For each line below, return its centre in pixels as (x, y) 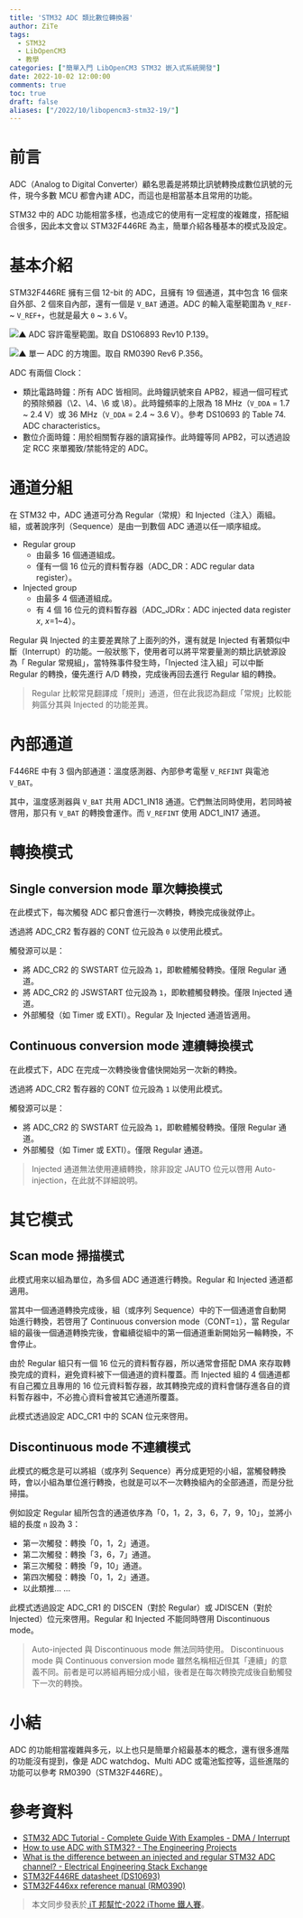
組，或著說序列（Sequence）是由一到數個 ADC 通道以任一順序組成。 (138, 526)
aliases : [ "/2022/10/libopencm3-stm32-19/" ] (94, 110)
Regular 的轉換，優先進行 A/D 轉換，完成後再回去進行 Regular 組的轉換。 (145, 675)
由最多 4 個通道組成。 (76, 599)
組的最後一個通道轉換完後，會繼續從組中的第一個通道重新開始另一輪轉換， (147, 1332)
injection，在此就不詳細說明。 (87, 1180)
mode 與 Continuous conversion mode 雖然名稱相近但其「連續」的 (155, 1660)
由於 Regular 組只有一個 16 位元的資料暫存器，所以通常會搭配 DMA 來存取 (146, 1363)
